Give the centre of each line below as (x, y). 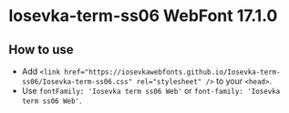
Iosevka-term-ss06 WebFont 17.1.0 (143, 16)
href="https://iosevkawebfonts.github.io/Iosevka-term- (172, 72)
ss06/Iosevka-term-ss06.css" (77, 82)
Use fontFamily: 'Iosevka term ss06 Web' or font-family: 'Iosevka (151, 91)
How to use (41, 50)
